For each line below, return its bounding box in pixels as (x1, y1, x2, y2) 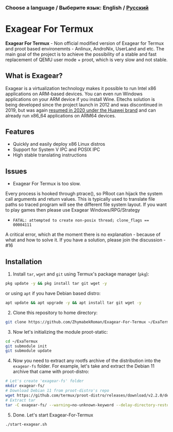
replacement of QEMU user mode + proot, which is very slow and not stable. (5, 56, 168, 63)
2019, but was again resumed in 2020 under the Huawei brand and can (5, 107, 156, 113)
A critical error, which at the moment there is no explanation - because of (5, 231, 161, 238)
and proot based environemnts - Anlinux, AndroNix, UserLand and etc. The (5, 45, 165, 51)
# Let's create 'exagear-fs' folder (5, 378, 84, 384)
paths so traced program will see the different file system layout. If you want (5, 201, 167, 208)
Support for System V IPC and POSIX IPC (12, 146, 100, 153)
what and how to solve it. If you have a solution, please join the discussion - (5, 237, 166, 243)
